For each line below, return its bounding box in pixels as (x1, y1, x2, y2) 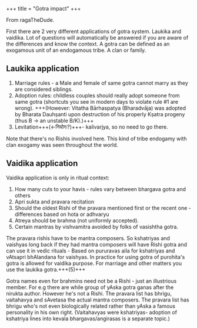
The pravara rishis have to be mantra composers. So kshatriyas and (6, 234, 171, 241)
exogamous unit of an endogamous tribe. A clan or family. (6, 47, 146, 54)
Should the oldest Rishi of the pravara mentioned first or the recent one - (14, 204, 191, 211)
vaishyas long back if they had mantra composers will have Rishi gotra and (6, 241, 187, 248)
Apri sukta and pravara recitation (14, 198, 95, 205)
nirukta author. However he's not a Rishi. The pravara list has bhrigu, (6, 290, 172, 297)
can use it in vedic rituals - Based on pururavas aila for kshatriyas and (6, 247, 175, 254)
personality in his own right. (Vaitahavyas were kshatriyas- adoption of (6, 309, 178, 316)
